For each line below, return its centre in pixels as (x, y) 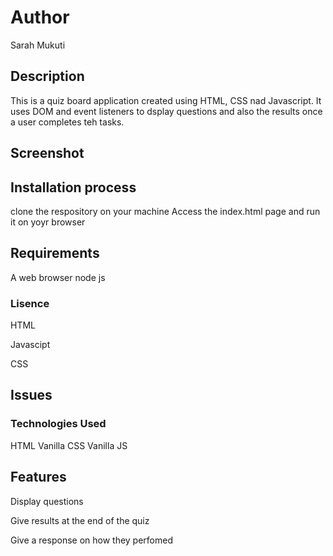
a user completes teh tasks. (67, 122)
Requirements (55, 253)
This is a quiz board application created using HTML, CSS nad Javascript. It (166, 100)
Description (47, 76)
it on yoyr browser (48, 222)
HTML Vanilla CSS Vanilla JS (69, 445)
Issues (31, 395)
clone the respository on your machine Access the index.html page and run (165, 211)
